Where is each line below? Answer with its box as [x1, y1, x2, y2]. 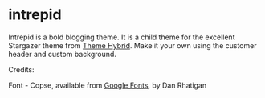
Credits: [8, 64, 35, 74]
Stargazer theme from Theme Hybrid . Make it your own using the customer [8, 40, 257, 50]
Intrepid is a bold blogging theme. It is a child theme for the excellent [8, 32, 235, 42]
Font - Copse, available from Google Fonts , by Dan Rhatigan [8, 80, 207, 90]
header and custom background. [8, 49, 116, 59]
